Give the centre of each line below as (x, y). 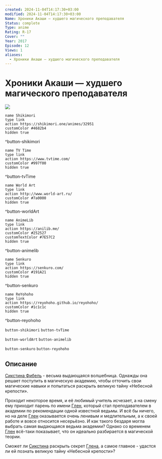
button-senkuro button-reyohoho (37, 349)
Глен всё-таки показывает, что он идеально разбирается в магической (79, 431)
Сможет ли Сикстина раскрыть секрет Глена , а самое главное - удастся (81, 446)
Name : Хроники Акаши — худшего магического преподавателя (65, 18)
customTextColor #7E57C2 (30, 238)
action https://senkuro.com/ (34, 268)
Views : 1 (14, 50)
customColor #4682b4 (26, 128)
